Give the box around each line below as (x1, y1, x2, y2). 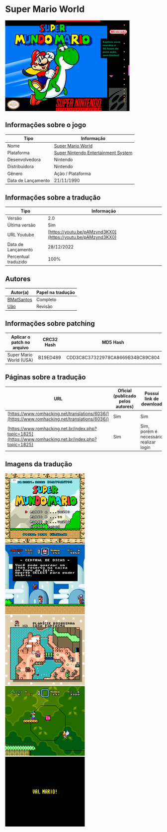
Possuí (144, 390, 159, 396)
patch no (11, 339, 30, 345)
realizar (140, 439, 156, 445)
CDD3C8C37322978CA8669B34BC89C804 (66, 354, 160, 360)
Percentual (7, 253, 30, 259)
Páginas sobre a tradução (5, 373, 86, 382)
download (141, 401, 163, 407)
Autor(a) (10, 289, 29, 295)
